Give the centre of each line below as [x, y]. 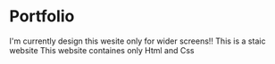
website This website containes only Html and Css [102, 50]
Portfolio [42, 16]
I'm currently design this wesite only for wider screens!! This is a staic [137, 41]
